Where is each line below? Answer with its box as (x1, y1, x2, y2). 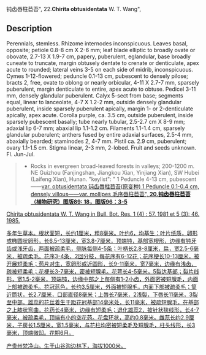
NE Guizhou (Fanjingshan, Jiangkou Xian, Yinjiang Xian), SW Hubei (30, 169, 199, 176)
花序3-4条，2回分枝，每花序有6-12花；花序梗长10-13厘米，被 (44, 252, 200, 259)
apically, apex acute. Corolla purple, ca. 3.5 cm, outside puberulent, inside (6, 111, 194, 118)
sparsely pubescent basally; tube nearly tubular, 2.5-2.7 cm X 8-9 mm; (6, 118, 185, 125)
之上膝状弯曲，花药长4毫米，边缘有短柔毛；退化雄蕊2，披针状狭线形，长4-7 (6, 306, 199, 313)
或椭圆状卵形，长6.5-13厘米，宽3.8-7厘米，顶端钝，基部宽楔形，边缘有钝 (6, 237, 191, 244)
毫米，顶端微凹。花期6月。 (6, 329, 75, 336)
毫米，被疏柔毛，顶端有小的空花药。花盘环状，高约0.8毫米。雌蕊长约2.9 (6, 313, 189, 321)
